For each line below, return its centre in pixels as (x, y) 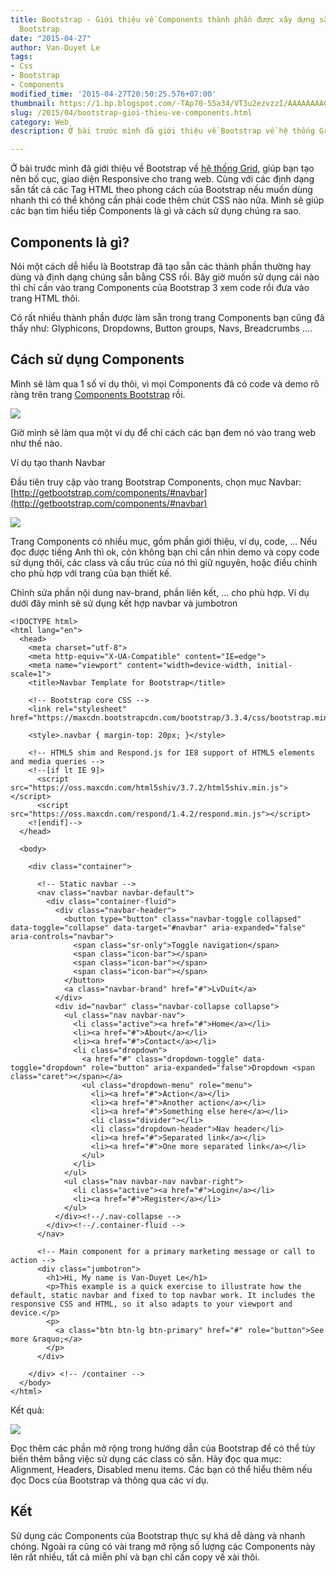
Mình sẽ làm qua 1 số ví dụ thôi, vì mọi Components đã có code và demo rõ (165, 383)
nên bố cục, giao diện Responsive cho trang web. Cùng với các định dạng (162, 179)
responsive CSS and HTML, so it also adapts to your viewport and (151, 1304)
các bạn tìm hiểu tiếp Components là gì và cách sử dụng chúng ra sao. (156, 211)
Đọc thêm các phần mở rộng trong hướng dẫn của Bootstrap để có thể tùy (163, 1448)
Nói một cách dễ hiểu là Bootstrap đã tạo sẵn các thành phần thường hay (161, 266)
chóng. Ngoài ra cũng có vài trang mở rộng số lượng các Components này (163, 1546)
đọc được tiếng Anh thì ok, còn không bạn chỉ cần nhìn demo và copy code (165, 552)
